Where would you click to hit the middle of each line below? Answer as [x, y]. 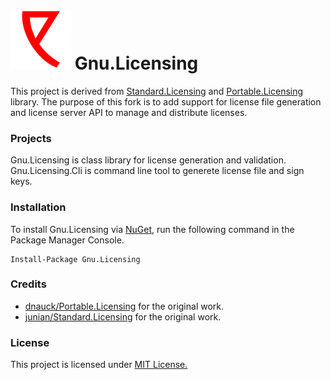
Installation [38, 207]
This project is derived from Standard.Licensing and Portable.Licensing [157, 91]
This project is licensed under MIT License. [99, 365]
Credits [28, 284]
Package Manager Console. [67, 240]
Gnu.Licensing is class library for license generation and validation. [148, 160]
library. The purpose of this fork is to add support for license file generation [166, 101]
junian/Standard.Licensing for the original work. [123, 316]
